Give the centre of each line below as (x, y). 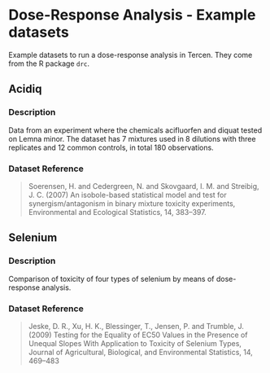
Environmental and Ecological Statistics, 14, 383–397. (117, 212)
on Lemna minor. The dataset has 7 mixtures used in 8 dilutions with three (132, 138)
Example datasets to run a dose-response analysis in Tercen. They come (131, 55)
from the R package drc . (49, 64)
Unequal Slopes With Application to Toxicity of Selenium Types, (135, 343)
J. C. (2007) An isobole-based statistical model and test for (127, 195)
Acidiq (25, 89)
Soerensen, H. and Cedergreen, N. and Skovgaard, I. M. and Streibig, (144, 186)
